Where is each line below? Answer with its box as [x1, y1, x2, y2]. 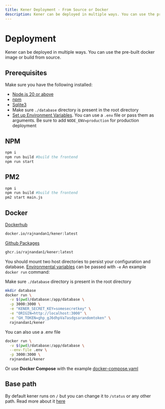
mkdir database [5, 288, 36, 293]
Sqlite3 [12, 102, 27, 108]
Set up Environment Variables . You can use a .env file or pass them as [12, 112, 154, 118]
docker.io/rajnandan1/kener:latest [5, 231, 78, 236]
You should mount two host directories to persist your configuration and [5, 258, 151, 264]
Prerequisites [5, 68, 47, 77]
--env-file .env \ [9, 347, 48, 352]
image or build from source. [5, 55, 61, 61]
